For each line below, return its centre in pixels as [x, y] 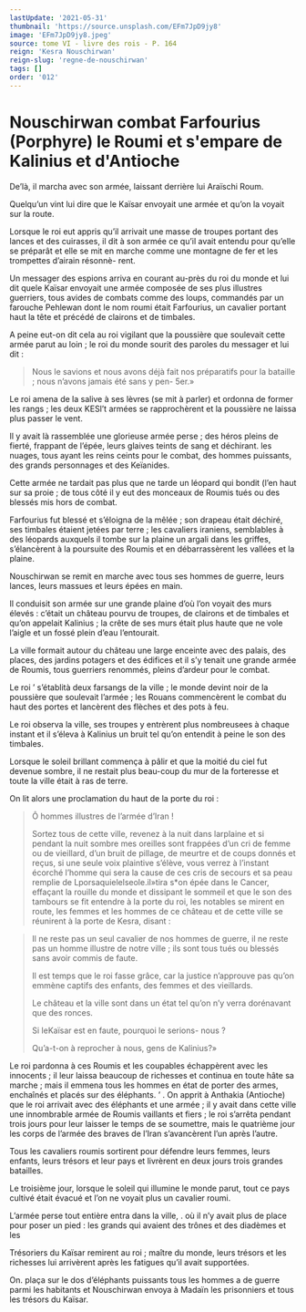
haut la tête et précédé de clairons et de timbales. [102, 316]
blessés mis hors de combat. [64, 501]
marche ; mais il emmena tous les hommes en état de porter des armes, [144, 1085]
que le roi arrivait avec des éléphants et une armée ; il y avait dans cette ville [153, 1104]
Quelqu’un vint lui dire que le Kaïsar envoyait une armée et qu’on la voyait [147, 204]
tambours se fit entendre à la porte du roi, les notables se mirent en [158, 901]
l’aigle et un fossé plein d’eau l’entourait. [85, 632]
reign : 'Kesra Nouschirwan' [63, 52]
